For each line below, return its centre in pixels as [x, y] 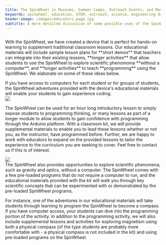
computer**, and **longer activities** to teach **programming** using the [81, 68]
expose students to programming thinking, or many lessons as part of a [78, 113]
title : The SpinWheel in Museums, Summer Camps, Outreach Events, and [79, 10]
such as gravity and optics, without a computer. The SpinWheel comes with [82, 170]
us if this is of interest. [28, 150]
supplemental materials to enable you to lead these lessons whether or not [81, 129]
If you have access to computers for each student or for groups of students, [83, 83]
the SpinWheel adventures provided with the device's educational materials [82, 88]
